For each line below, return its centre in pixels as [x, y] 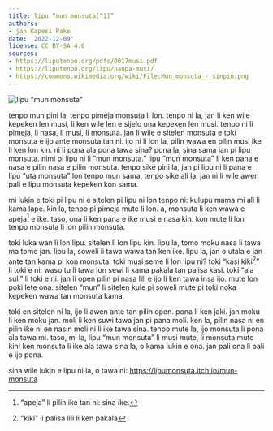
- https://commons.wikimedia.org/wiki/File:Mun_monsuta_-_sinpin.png [129, 76]
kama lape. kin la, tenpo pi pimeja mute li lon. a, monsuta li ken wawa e [127, 209]
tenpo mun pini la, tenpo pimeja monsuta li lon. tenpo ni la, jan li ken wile [129, 115]
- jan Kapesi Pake [39, 31]
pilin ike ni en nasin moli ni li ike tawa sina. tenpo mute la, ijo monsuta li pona [136, 329]
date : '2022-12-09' [41, 39]
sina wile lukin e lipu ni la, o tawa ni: [68, 370]
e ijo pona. [26, 355]
